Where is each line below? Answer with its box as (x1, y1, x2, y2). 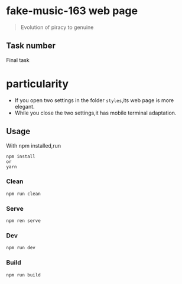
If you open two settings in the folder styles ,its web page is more (14, 96, 174, 104)
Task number (6, 41, 56, 51)
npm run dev (6, 245, 35, 251)
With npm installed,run (6, 142, 61, 149)
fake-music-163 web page (6, 4, 138, 18)
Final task (6, 56, 30, 63)
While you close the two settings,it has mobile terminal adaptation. (14, 109, 177, 116)
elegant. (14, 103, 35, 110)
